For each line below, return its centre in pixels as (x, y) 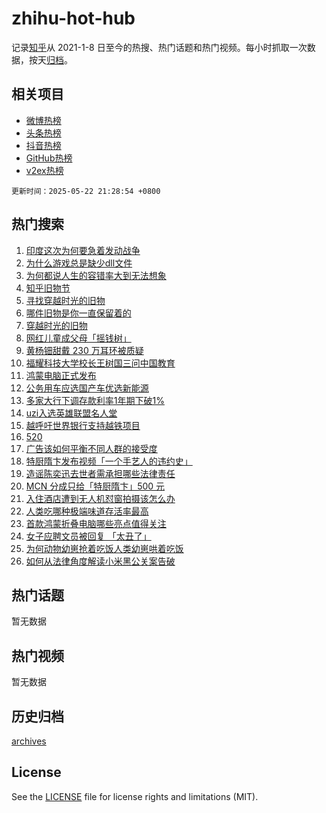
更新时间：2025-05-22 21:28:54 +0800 (86, 191)
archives (29, 741)
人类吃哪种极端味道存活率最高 (87, 511)
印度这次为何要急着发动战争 (83, 250)
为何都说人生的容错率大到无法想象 (96, 275)
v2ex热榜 (44, 170)
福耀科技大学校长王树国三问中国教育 (100, 363)
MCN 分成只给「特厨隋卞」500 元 (95, 486)
